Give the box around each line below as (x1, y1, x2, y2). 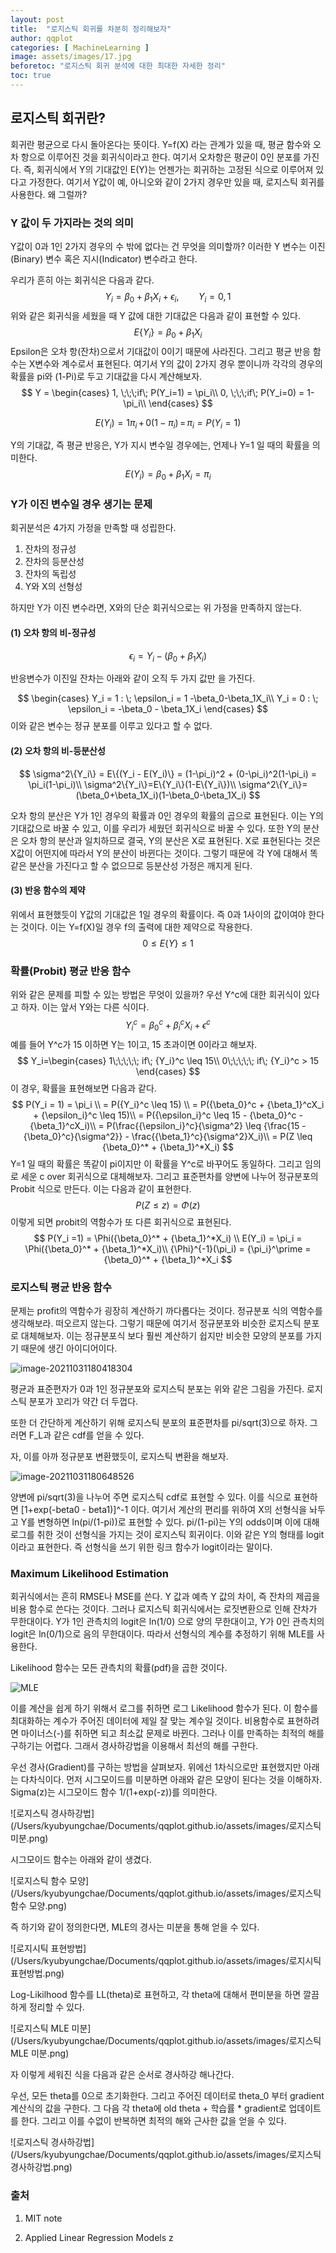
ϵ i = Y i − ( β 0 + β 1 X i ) (128, 649, 208, 664)
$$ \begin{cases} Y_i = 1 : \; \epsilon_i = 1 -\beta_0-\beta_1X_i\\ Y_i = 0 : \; (17, 692, 319, 705)
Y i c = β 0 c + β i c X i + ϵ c (125, 1017, 211, 1033)
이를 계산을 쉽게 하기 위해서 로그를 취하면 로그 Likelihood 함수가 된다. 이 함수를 (10, 1702, 319, 1715)
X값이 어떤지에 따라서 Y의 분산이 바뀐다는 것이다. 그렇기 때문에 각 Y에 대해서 (10, 847, 308, 859)
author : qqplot (10, 33, 74, 43)
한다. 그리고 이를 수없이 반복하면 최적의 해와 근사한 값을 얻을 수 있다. (20, 2115, 287, 2127)
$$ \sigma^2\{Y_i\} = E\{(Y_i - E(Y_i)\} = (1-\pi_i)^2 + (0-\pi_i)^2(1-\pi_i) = (18, 767, 318, 780)
